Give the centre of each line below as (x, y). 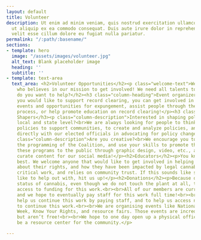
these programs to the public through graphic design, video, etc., (104, 150)
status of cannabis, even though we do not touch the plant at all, (104, 184)
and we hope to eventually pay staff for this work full (89, 195)
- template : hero (28, 51)
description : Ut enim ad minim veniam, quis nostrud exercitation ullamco (101, 23)
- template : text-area (34, 78)
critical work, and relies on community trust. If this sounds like (104, 173)
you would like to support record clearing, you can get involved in (106, 100)
